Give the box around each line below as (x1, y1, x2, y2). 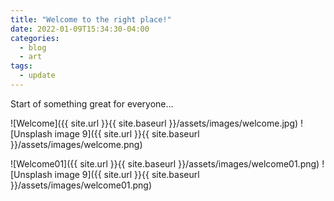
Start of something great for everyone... (10, 97, 174, 110)
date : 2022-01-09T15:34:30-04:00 (10, 24, 150, 34)
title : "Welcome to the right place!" (10, 14, 172, 25)
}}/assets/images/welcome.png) (10, 138, 143, 150)
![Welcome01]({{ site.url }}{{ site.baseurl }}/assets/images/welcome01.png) (10, 157, 320, 170)
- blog (19, 42, 47, 53)
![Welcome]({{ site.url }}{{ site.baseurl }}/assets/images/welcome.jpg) (10, 117, 299, 129)
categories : (10, 33, 60, 43)
